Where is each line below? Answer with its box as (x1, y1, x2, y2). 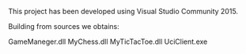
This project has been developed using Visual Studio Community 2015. (8, 7, 239, 16)
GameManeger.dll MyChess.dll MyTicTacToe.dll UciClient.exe (8, 37, 208, 46)
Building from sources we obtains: (8, 22, 120, 31)
